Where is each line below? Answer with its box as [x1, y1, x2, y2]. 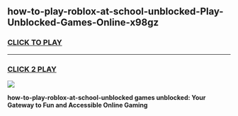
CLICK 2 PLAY [7, 64, 57, 74]
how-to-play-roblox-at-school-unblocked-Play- [7, 6, 224, 18]
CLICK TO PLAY [7, 38, 62, 48]
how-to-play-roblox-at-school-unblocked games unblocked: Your [7, 93, 206, 101]
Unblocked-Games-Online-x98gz [7, 17, 159, 29]
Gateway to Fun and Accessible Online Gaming [7, 101, 148, 109]
